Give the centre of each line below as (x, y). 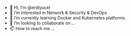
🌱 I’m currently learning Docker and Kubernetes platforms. (68, 18)
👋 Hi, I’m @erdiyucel (30, 8)
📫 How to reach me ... (32, 28)
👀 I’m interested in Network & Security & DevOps (58, 13)
